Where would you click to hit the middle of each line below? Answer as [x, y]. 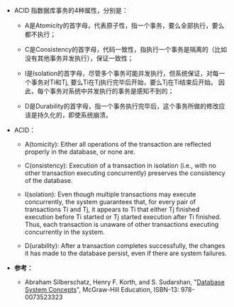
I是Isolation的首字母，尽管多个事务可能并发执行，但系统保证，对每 [122, 73]
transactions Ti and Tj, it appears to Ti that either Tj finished [112, 209]
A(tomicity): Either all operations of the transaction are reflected [118, 144]
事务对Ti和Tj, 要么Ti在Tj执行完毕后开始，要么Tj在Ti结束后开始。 [124, 82]
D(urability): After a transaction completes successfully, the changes [125, 246]
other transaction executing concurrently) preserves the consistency [125, 173]
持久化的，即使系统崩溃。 [74, 115]
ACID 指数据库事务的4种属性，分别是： [71, 10]
